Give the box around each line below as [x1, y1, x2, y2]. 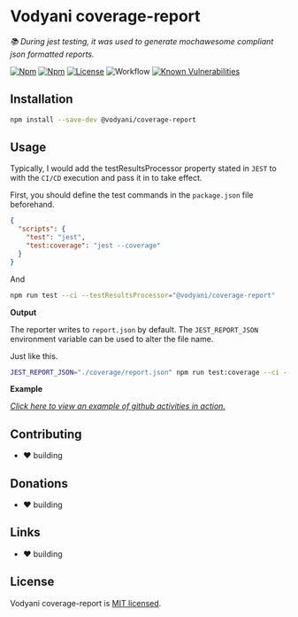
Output [10, 307, 37, 317]
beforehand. [10, 199, 56, 210]
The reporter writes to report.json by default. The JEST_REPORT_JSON [10, 324, 259, 334]
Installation [10, 91, 73, 107]
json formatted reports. [10, 49, 96, 59]
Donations [10, 476, 69, 491]
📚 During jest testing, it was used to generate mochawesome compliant [10, 35, 274, 46]
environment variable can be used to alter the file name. [10, 333, 214, 344]
